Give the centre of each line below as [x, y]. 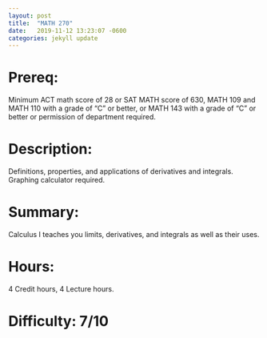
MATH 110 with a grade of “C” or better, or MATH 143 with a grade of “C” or [132, 108]
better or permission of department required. [82, 117]
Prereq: [33, 78]
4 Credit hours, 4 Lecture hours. [61, 289]
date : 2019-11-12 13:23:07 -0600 [68, 30]
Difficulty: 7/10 [59, 322]
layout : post [30, 16]
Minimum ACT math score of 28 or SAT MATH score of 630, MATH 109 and [132, 100]
